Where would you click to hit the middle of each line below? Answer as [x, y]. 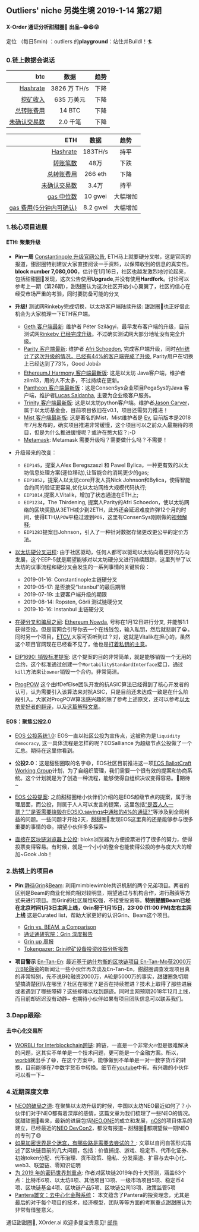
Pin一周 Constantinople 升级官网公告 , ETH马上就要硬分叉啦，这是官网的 [103, 257]
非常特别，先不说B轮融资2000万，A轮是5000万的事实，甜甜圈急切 [102, 976]
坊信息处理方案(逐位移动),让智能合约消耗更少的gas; [86, 473]
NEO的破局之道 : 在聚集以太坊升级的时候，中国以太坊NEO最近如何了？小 [103, 1105]
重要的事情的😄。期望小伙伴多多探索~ [61, 827]
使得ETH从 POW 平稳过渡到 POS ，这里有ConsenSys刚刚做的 [103, 517]
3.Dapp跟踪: [24, 1016]
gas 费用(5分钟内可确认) [43, 208]
